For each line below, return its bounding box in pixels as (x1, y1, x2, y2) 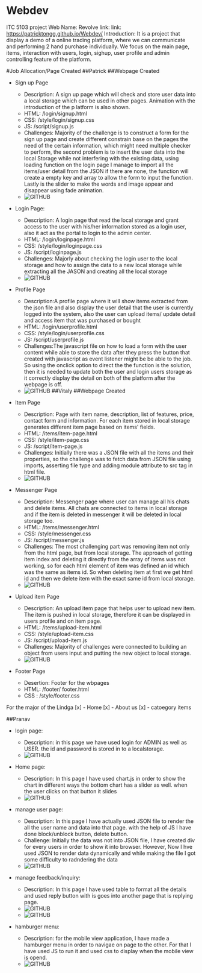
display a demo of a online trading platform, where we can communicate (6, 36, 186, 43)
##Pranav (6, 715, 31, 722)
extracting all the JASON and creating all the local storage (23, 268, 168, 275)
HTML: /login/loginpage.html (23, 236, 95, 243)
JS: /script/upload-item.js (23, 637, 87, 644)
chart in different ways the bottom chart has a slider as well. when (23, 781, 188, 789)
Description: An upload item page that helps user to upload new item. (23, 604, 196, 612)
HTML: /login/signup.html (23, 110, 87, 117)
